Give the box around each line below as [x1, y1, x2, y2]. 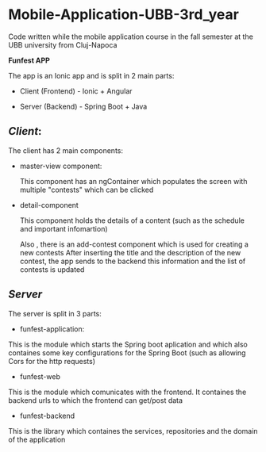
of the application [8, 435, 66, 444]
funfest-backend [19, 411, 75, 420]
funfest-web [19, 371, 61, 381]
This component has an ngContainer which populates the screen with [19, 176, 248, 186]
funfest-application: [19, 324, 85, 334]
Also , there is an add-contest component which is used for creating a [19, 239, 249, 249]
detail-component [19, 200, 79, 209]
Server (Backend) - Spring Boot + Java [19, 102, 148, 111]
